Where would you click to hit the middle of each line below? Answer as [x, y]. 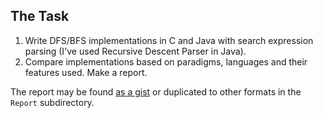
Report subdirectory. [52, 102]
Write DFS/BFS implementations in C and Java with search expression [169, 40]
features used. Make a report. [86, 72]
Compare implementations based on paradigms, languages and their [166, 61]
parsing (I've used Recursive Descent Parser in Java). [135, 51]
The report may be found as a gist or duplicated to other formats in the [156, 91]
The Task [40, 16]
